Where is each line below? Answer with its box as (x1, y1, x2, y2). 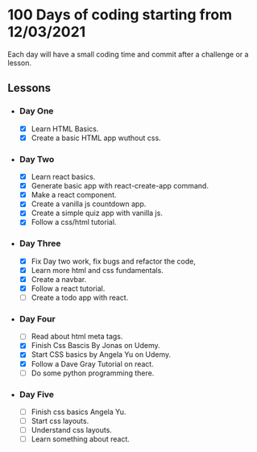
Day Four (19, 313, 56, 324)
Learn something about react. (31, 434, 131, 444)
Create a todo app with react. (31, 292, 129, 302)
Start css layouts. (31, 417, 89, 425)
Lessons (7, 81, 52, 95)
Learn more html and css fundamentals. (31, 265, 164, 275)
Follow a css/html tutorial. (31, 218, 117, 227)
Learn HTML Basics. (31, 123, 99, 134)
